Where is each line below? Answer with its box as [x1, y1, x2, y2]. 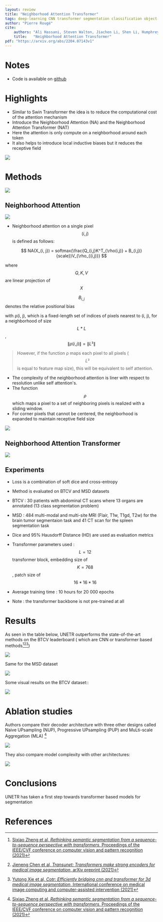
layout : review [5, 7, 36, 12]
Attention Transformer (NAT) [12, 125, 69, 130]
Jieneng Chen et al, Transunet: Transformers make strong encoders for [12, 862, 155, 868]
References [5, 816, 52, 827]
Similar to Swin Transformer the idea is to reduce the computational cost [12, 109, 157, 115]
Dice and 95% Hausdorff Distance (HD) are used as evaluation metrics [12, 532, 154, 538]
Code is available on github [12, 76, 67, 82]
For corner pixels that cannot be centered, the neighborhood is [12, 411, 138, 416]
